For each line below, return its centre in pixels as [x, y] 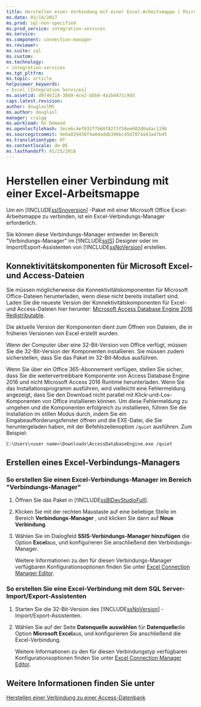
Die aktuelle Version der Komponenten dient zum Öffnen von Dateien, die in [99, 327]
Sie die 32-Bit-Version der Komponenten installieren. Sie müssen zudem [95, 351]
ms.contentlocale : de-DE [37, 145]
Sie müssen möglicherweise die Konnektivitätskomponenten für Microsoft [97, 290]
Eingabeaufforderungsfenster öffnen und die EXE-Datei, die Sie [84, 420]
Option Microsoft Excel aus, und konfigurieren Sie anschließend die [98, 634]
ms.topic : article [29, 79]
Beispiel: [17, 433]
